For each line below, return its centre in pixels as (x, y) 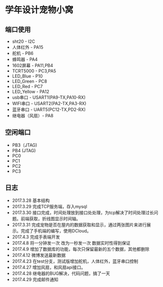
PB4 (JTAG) (24, 150)
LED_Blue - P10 (27, 76)
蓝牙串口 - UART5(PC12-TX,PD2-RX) (49, 109)
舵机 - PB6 (23, 53)
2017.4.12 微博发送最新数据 (39, 255)
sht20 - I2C (24, 41)
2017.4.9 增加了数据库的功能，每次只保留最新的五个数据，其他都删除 (81, 249)
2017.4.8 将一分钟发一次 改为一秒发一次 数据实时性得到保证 (71, 243)
